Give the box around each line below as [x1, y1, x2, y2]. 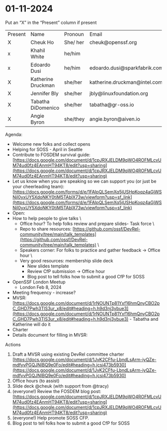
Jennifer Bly [30, 90, 59, 97]
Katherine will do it [12, 321, 51, 327]
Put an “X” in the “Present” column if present [5, 19, 97, 25]
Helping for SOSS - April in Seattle [12, 146, 83, 152]
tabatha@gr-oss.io [89, 101, 134, 108]
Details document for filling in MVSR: [12, 332, 88, 338]
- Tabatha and [129, 316, 159, 322]
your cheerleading [12, 183, 50, 190]
